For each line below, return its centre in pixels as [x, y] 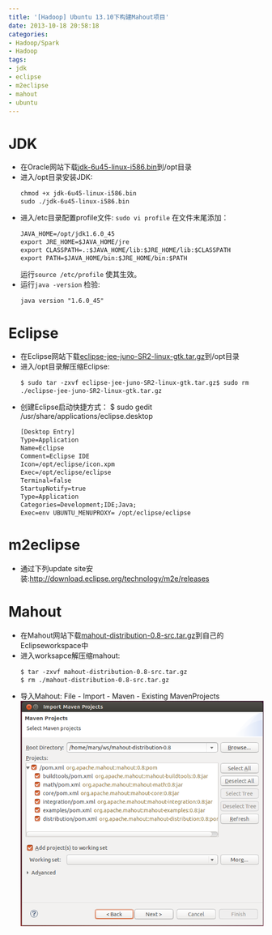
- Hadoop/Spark [34, 43]
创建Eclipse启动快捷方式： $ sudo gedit [86, 407]
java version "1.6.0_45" [62, 301]
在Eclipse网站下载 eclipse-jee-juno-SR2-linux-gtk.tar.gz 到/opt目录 [130, 356]
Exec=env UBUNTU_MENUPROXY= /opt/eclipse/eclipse [106, 513]
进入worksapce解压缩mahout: [70, 655]
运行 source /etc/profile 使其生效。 [81, 275]
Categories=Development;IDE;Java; [78, 505]
